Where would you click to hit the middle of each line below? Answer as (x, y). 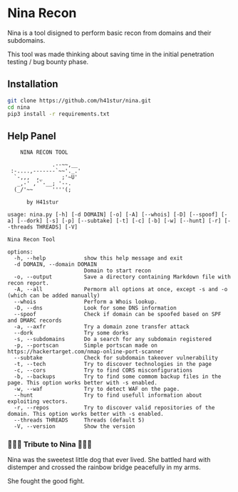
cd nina (19, 107)
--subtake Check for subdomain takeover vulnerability (116, 358)
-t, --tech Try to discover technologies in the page (113, 365)
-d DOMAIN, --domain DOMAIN (56, 265)
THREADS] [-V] (57, 227)
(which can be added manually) (54, 296)
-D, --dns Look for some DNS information (95, 308)
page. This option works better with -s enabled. (83, 383)
